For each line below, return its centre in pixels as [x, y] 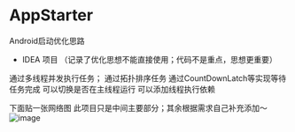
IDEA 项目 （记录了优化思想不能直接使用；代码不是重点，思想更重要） [149, 59]
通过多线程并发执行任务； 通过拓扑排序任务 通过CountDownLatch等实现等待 [148, 78]
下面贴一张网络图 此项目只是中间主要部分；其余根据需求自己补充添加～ [138, 107]
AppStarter [51, 15]
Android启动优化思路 [47, 40]
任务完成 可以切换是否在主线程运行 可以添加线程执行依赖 [112, 89]
